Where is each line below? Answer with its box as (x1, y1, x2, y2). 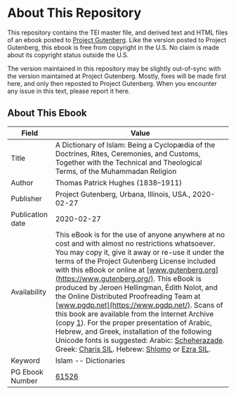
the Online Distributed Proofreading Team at (55, 291, 201, 301)
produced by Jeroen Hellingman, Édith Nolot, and (55, 282, 218, 292)
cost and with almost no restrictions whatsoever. (55, 238, 216, 248)
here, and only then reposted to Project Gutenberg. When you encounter (7, 79, 218, 87)
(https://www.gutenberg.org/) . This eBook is (55, 273, 202, 283)
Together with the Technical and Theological (55, 157, 202, 167)
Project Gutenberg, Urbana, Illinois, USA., (55, 189, 191, 199)
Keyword (11, 356, 41, 365)
